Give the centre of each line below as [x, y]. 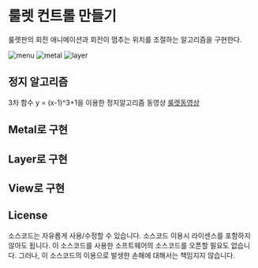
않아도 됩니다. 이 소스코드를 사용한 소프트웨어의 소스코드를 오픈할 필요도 [119, 245]
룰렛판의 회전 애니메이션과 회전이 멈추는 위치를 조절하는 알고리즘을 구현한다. [125, 39]
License [28, 216]
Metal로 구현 [38, 130]
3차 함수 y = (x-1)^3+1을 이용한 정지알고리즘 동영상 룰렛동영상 [104, 102]
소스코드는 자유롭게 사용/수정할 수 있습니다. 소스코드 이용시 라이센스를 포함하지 [129, 235]
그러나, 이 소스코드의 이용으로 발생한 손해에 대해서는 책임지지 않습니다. [127, 255]
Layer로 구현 [38, 159]
